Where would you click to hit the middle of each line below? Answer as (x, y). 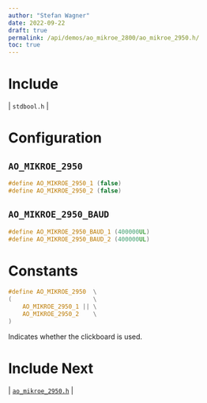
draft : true (28, 30)
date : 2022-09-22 (37, 23)
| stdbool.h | (28, 106)
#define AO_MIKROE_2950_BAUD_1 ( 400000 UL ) (79, 232)
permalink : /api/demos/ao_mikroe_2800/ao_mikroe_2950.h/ (104, 38)
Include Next (51, 368)
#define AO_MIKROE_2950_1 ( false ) (65, 184)
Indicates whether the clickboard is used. (75, 336)
